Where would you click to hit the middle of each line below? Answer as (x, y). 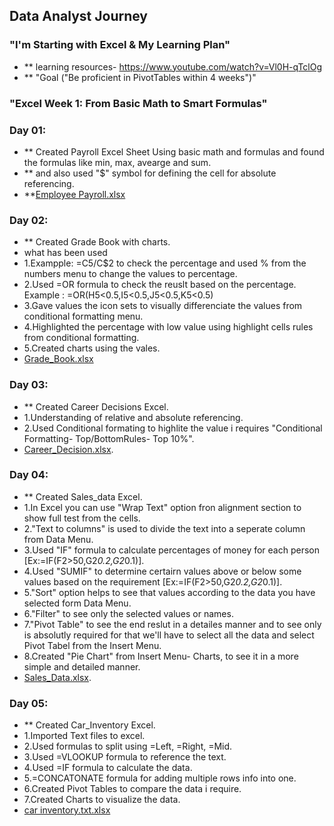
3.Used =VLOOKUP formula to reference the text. (125, 757)
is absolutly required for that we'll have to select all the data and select (169, 635)
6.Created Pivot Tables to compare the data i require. (132, 789)
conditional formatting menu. (83, 316)
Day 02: (29, 220)
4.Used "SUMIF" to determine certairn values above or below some (162, 571)
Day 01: (28, 130)
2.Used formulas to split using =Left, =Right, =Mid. (128, 746)
